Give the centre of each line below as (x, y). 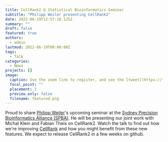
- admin (18, 43)
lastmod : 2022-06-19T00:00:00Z (38, 47)
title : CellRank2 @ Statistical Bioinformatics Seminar (64, 10)
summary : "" (17, 24)
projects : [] (19, 71)
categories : (17, 61)
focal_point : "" (26, 84)
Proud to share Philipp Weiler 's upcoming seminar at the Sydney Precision (81, 113)
